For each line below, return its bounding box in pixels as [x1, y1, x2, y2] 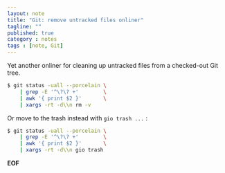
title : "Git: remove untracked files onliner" [7, 17, 144, 24]
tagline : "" [7, 23, 42, 30]
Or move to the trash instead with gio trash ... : [7, 113, 147, 122]
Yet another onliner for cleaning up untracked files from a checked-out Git [7, 62, 219, 69]
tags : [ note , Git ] [7, 42, 64, 49]
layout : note [7, 10, 45, 17]
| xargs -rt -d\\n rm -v [19, 101, 91, 108]
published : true [7, 29, 54, 37]
